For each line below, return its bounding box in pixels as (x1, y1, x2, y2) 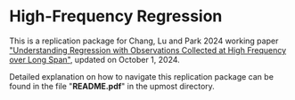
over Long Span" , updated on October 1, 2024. (9, 54, 180, 65)
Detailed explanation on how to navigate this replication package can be (9, 71, 275, 81)
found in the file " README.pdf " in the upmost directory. (9, 81, 216, 91)
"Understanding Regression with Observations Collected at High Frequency (9, 44, 287, 55)
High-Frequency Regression (9, 6, 223, 27)
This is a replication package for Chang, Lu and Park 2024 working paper (9, 35, 279, 46)
